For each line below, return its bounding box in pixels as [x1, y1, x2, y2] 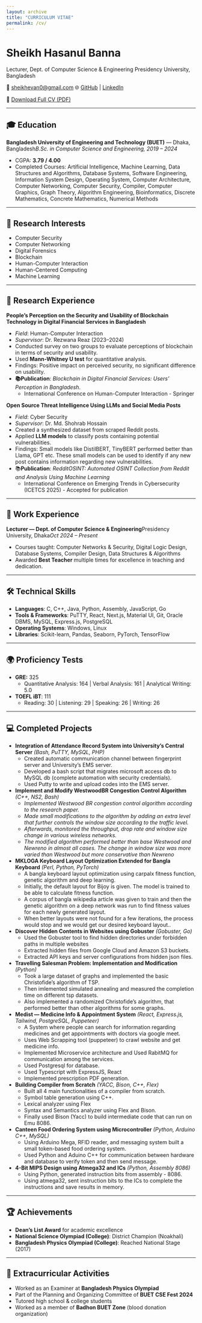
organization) [14, 1310, 48, 1317]
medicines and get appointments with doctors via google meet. [23, 1030, 180, 1037]
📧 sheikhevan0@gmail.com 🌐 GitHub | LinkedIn [6, 84, 124, 91]
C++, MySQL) [14, 1132, 49, 1139]
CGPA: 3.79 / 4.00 [14, 157, 61, 164]
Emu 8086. [23, 1120, 51, 1126]
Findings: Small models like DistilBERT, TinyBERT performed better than [14, 445, 193, 452]
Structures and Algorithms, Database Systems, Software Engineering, [14, 170, 188, 177]
